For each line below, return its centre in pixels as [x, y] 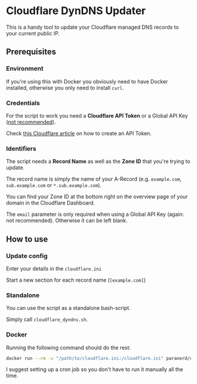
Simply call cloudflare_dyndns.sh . [47, 319]
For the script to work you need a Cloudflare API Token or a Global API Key [97, 115]
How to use [27, 239]
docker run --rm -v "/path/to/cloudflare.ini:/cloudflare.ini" [85, 358]
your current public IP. [33, 33]
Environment [25, 69]
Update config [27, 256]
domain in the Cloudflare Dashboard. [50, 203]
